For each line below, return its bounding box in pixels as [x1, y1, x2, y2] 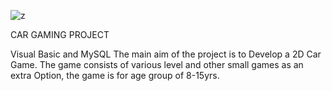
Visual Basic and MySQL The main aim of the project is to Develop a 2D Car [10, 48, 322, 60]
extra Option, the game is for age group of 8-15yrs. [10, 70, 220, 81]
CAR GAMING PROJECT [10, 29, 110, 40]
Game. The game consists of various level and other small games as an [10, 59, 304, 70]
